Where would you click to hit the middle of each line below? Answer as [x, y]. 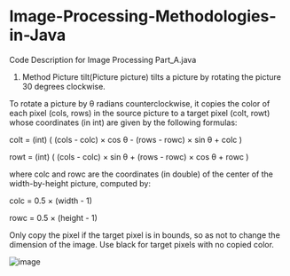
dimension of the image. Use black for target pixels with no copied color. [142, 244]
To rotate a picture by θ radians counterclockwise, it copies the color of [140, 103]
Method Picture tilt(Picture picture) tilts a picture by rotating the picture [152, 76]
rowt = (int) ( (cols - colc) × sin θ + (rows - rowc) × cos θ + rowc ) [129, 156]
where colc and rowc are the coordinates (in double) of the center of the [141, 174]
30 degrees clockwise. [64, 86]
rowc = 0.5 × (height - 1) [53, 217]
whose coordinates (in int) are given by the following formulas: [123, 122]
